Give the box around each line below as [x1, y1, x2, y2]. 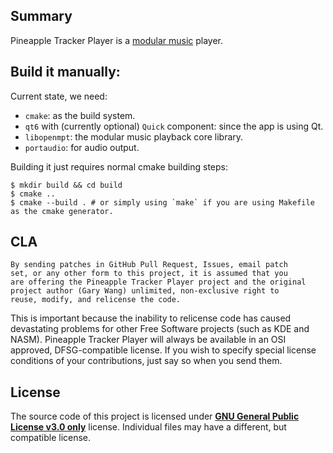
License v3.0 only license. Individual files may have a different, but [10, 421, 287, 433]
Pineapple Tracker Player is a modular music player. [10, 34, 224, 46]
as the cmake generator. [10, 206, 114, 216]
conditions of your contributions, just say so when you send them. [10, 355, 283, 367]
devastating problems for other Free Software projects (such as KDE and [10, 323, 310, 335]
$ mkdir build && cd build [10, 180, 123, 190]
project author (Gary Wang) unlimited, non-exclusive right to [10, 286, 280, 296]
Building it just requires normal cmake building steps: [10, 160, 229, 173]
